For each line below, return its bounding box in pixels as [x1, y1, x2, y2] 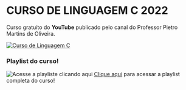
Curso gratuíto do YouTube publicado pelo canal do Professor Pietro [6, 24, 178, 31]
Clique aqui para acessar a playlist [94, 71, 181, 78]
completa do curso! [6, 77, 55, 85]
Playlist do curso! [6, 57, 59, 65]
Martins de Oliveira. [6, 30, 56, 37]
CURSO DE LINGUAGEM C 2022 [6, 4, 168, 18]
